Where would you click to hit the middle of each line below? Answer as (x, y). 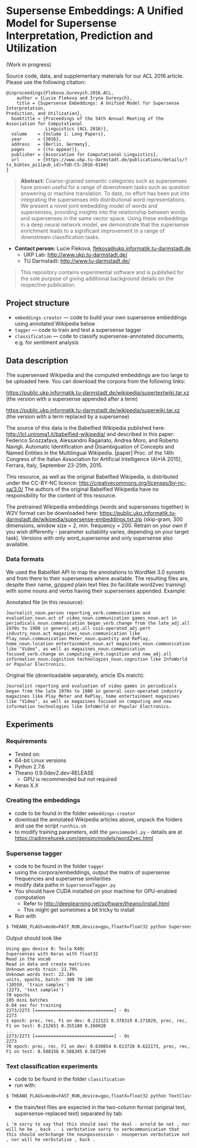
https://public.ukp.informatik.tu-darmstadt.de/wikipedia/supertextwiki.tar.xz (98, 392)
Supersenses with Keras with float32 (52, 954)
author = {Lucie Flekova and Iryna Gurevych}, (74, 98)
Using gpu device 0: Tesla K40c (45, 949)
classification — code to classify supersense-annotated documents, (99, 336)
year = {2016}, (36, 139)
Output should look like (34, 938)
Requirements (27, 741)
